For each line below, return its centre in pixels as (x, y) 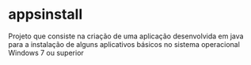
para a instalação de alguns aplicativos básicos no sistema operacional (124, 44)
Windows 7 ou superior (46, 52)
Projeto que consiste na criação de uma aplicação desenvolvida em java (126, 36)
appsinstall (46, 14)
